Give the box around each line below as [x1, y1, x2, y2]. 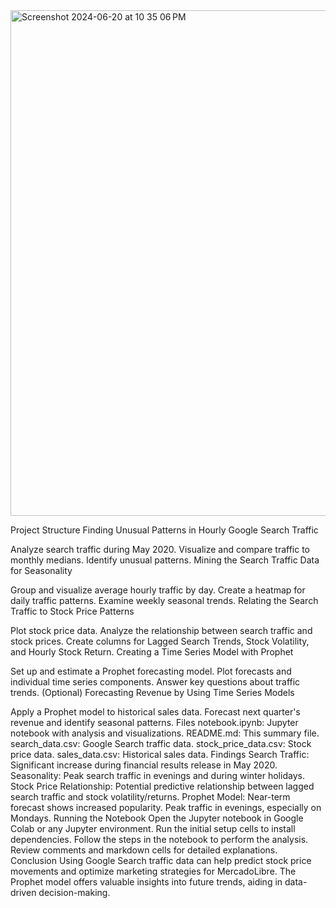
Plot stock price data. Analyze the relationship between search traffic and [10, 625, 313, 636]
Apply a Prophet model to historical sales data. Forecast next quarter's [10, 706, 301, 718]
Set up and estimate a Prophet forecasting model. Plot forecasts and [10, 665, 292, 677]
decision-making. [38, 887, 111, 898]
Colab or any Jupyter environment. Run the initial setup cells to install [10, 823, 296, 834]
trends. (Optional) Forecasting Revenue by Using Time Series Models [10, 687, 295, 698]
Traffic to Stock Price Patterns [10, 605, 135, 617]
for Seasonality [10, 565, 73, 576]
